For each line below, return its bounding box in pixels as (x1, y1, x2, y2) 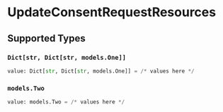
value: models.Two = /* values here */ (7, 99, 125, 106)
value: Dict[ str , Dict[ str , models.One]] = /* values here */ (7, 68, 195, 75)
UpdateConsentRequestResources (7, 4, 217, 20)
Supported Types (7, 32, 86, 44)
